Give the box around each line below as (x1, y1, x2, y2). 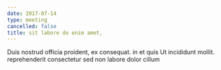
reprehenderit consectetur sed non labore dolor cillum (7, 56, 160, 64)
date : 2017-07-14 (7, 10, 57, 17)
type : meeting (7, 16, 48, 23)
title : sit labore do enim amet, (7, 29, 103, 36)
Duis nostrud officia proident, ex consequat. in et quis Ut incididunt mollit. (7, 48, 215, 56)
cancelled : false (7, 23, 57, 30)
